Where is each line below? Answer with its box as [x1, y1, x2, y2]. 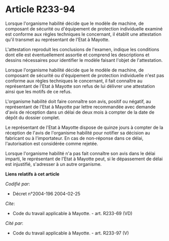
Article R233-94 [5, 4, 75, 15]
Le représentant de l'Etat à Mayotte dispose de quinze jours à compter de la [5, 124, 163, 130]
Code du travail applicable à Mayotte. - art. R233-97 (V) [12, 230, 129, 236]
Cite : [5, 200, 15, 206]
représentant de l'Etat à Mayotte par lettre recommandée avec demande [5, 104, 156, 110]
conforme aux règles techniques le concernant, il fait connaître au [5, 78, 143, 84]
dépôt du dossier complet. [5, 114, 60, 120]
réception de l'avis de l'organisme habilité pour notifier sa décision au [5, 129, 150, 135]
